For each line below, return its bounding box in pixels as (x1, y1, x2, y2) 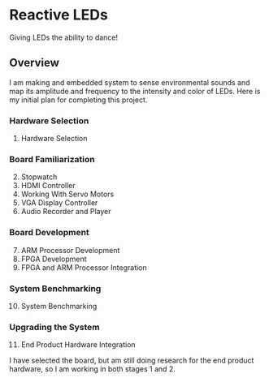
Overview (9, 56, 60, 70)
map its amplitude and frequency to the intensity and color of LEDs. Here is (9, 86, 261, 96)
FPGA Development (20, 254, 88, 264)
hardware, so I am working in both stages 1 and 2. (9, 364, 176, 374)
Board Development (9, 227, 90, 238)
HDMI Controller (20, 181, 76, 191)
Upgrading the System (9, 321, 100, 333)
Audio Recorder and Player (20, 207, 112, 217)
